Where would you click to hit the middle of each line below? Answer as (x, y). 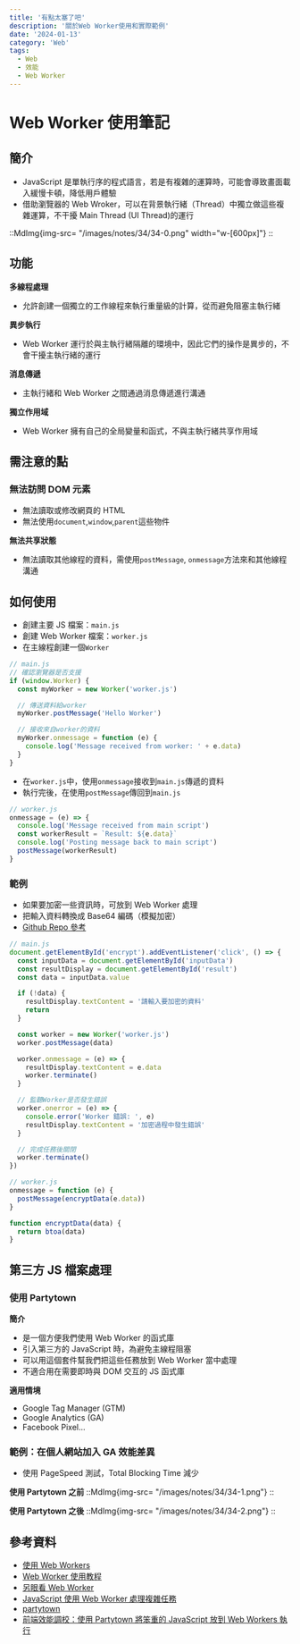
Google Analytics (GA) (63, 1418)
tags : (19, 51)
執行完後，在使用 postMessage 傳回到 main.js (101, 792)
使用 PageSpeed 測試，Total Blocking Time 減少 (110, 1473)
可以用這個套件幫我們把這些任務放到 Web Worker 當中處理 (129, 1361)
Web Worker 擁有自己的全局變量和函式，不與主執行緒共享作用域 (140, 431)
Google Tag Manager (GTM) (74, 1408)
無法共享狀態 (33, 541)
